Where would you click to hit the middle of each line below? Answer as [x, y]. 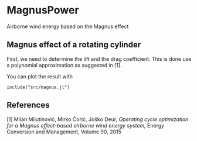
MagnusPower [43, 10]
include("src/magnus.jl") [38, 87]
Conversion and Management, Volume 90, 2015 [64, 132]
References [28, 105]
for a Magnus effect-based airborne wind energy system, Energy [86, 125]
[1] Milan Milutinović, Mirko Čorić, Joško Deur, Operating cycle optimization [98, 119]
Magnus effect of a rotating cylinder [74, 45]
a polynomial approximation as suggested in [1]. [64, 65]
